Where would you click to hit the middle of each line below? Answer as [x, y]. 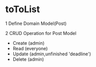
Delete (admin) [28, 59]
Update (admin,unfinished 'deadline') [52, 54]
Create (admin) [29, 43]
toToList [22, 9]
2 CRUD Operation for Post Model [41, 33]
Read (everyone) [30, 48]
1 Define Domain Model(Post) [36, 23]
